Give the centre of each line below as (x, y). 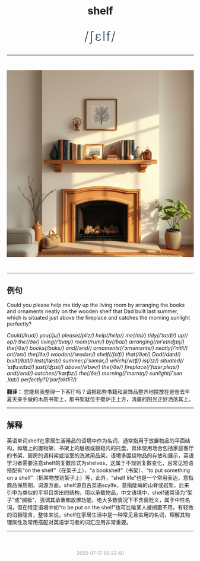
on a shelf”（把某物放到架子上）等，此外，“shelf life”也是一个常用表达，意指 (100, 477)
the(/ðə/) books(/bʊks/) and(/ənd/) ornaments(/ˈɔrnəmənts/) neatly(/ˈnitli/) (97, 348)
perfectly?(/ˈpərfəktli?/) (49, 380)
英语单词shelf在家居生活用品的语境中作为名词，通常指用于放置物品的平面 (96, 441)
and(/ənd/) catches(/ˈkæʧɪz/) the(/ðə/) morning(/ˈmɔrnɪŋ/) (77, 373)
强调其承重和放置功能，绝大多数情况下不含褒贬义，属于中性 (112, 500)
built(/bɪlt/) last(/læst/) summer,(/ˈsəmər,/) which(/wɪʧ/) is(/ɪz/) (83, 361)
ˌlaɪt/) (13, 380)
